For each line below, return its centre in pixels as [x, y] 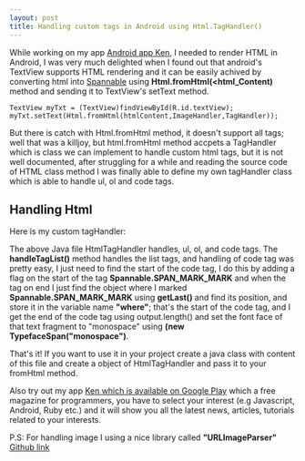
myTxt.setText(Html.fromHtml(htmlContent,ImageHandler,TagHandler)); [144, 116]
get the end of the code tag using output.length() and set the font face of [146, 317]
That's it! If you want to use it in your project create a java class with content [152, 354]
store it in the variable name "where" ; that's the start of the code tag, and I [150, 307]
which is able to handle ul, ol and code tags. [92, 181]
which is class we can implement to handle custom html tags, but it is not [147, 152]
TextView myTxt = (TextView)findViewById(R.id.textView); [122, 108]
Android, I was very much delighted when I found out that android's [136, 62]
